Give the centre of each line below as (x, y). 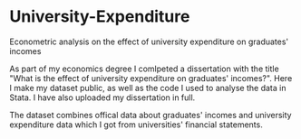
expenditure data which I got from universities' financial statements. (136, 125)
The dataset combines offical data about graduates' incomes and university (150, 115)
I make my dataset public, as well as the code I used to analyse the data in (148, 88)
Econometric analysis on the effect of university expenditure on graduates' (149, 42)
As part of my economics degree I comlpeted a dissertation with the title (144, 69)
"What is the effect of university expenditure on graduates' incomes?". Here (151, 78)
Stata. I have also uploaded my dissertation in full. (102, 97)
